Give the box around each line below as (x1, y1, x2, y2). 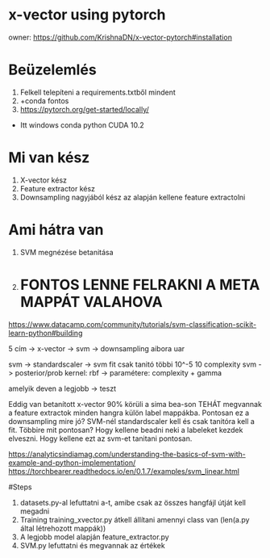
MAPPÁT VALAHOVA (19, 292, 163, 311)
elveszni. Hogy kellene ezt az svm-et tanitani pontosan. (8, 434, 193, 443)
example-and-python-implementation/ (8, 458, 136, 468)
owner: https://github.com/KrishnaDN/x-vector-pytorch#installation (8, 32, 232, 42)
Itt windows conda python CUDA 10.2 (19, 120, 144, 130)
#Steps (8, 482, 32, 492)
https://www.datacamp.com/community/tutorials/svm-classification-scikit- (8, 319, 257, 329)
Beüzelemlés (8, 61, 97, 79)
